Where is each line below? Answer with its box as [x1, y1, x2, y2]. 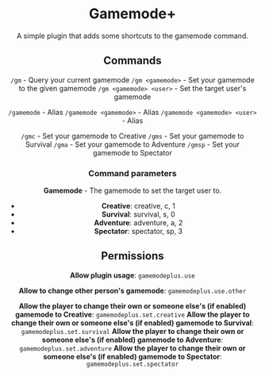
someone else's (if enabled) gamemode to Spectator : [42, 351, 223, 361]
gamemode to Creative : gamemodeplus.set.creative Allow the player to [14, 309, 251, 319]
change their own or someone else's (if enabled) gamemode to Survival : [10, 318, 255, 328]
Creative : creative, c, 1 [101, 201, 176, 211]
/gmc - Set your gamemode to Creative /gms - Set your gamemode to [21, 131, 244, 140]
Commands [103, 54, 162, 67]
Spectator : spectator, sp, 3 [94, 227, 183, 236]
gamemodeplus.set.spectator [86, 360, 179, 368]
